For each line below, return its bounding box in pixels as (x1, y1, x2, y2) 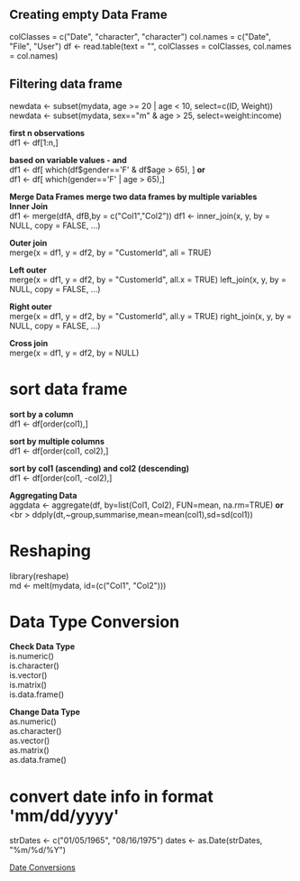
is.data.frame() (9, 689, 65, 700)
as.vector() (9, 735, 50, 747)
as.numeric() (9, 716, 57, 727)
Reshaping (9, 540, 92, 561)
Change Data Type (9, 707, 81, 718)
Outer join (9, 237, 48, 248)
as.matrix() (9, 745, 50, 756)
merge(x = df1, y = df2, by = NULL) (9, 347, 140, 358)
